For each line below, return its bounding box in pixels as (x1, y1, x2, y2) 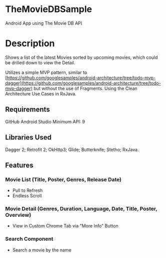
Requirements (5, 105, 50, 114)
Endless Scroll (12, 193, 42, 199)
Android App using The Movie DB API (5, 20, 82, 26)
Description (5, 38, 55, 49)
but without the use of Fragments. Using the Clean (33, 85, 137, 91)
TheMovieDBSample (5, 4, 92, 15)
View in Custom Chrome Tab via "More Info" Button (12, 223, 118, 229)
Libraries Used (5, 133, 51, 142)
